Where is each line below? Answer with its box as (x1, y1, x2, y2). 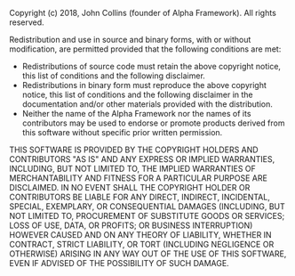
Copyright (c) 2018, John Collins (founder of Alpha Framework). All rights (9, 8, 277, 18)
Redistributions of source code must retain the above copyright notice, (21, 61, 282, 71)
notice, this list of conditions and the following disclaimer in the (21, 89, 253, 100)
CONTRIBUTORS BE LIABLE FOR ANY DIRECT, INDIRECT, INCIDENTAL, (9, 191, 271, 202)
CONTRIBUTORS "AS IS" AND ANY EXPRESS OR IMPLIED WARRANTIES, (9, 154, 275, 164)
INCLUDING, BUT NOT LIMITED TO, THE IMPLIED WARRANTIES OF (9, 164, 256, 174)
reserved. (9, 17, 44, 28)
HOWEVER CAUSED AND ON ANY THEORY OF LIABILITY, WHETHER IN (9, 230, 273, 239)
